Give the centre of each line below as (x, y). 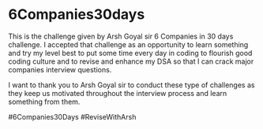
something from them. (44, 101)
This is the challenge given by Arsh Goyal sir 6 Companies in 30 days (121, 36)
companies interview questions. (60, 69)
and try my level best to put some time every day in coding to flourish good (130, 53)
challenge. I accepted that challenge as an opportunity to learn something (128, 44)
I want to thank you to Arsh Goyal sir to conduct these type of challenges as (131, 85)
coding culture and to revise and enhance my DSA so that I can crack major (131, 61)
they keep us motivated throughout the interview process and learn (118, 93)
